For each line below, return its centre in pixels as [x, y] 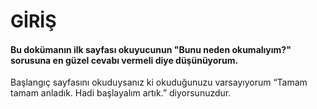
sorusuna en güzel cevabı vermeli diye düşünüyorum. [124, 60]
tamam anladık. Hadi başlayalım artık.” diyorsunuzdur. [121, 93]
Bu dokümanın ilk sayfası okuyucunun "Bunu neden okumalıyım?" [151, 49]
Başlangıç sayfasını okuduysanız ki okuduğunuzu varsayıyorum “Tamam [159, 82]
